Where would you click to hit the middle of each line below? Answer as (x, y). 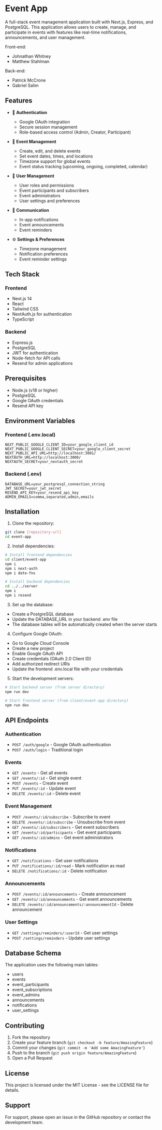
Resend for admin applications (42, 363)
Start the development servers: (43, 678)
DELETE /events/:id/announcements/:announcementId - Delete (73, 905)
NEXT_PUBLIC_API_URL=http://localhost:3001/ (51, 453)
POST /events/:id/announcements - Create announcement (69, 894)
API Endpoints (27, 720)
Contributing (25, 1026)
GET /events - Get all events (40, 773)
